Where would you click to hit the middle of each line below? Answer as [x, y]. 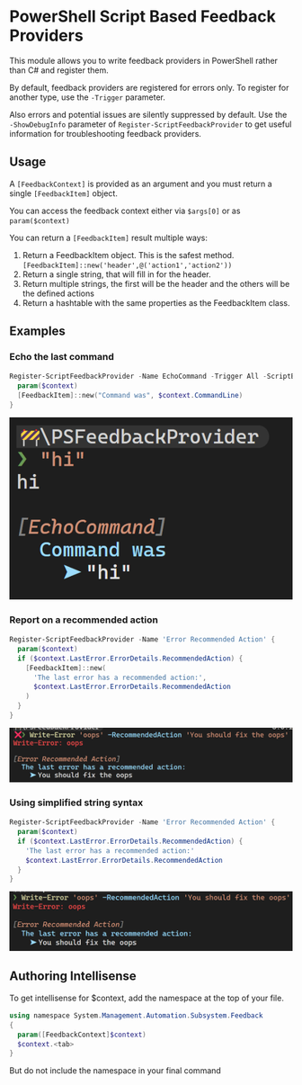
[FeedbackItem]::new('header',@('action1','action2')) [127, 265]
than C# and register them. [59, 70]
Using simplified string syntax [76, 803]
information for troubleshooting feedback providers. [106, 133]
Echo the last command [62, 357]
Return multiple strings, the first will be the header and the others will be [156, 283]
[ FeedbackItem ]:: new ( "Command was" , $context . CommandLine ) [130, 396]
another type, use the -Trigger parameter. [88, 97]
